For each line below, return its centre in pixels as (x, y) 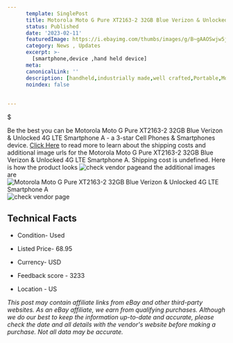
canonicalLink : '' (52, 71)
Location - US (37, 289)
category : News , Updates (63, 46)
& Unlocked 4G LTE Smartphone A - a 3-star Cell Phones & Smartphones (111, 138)
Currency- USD (39, 262)
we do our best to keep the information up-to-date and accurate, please (111, 317)
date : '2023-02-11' (53, 33)
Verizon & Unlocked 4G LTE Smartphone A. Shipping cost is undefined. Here (116, 160)
